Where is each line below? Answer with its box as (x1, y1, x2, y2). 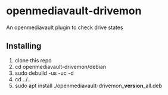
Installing (6, 41, 42, 51)
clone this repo (14, 56, 52, 64)
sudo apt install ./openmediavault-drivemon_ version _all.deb (14, 82, 163, 89)
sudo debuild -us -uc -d (14, 69, 74, 77)
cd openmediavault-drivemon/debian (14, 63, 106, 70)
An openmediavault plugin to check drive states (6, 24, 123, 31)
